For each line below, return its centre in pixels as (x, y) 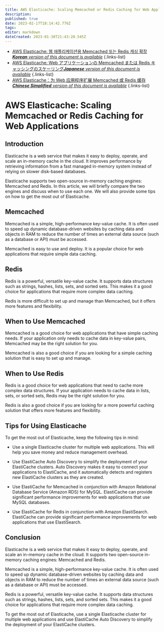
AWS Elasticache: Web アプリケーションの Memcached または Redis (81, 63)
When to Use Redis (35, 374)
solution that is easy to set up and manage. (48, 358)
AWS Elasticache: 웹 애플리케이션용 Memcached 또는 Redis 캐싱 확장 (80, 51)
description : (18, 14)
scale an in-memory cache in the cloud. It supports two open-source (74, 554)
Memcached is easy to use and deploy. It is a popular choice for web (74, 249)
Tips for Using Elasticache (46, 426)
